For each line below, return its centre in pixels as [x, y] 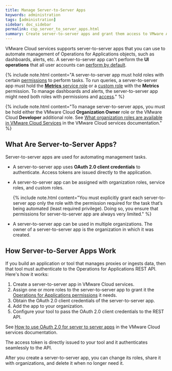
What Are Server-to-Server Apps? [61, 144]
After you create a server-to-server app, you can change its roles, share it [83, 358]
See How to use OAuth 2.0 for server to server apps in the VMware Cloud [83, 327]
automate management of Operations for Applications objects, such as [80, 54]
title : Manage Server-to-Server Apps [46, 10]
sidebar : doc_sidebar [28, 24]
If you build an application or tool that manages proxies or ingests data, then [85, 263]
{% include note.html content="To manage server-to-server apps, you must [85, 106]
